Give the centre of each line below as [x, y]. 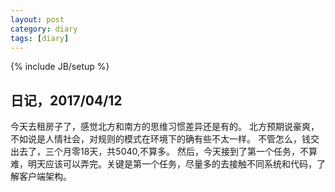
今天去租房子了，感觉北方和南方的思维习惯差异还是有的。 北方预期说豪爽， [165, 127]
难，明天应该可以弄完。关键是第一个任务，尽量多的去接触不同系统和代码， [163, 164]
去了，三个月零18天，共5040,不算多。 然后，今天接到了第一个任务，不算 [168, 152]
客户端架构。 [45, 177]
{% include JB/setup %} [60, 67]
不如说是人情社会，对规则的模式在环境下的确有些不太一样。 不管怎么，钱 [160, 139]
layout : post [37, 19]
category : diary [44, 29]
